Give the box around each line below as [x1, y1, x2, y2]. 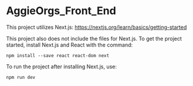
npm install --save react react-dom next [6, 52, 110, 58]
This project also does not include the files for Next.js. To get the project [6, 35, 182, 42]
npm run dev [6, 74, 35, 80]
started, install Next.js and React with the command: [6, 41, 133, 48]
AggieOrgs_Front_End [6, 4, 116, 18]
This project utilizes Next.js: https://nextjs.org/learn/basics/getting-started [6, 24, 187, 31]
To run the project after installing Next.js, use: [6, 63, 117, 70]
